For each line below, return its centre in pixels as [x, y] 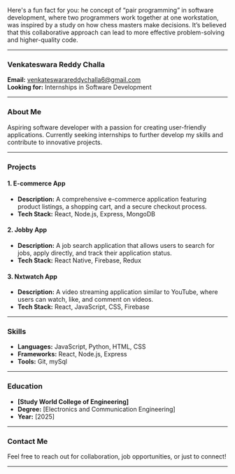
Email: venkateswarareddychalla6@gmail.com [74, 80]
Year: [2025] [36, 417]
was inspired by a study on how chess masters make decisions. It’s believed [117, 25]
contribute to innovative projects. [55, 142]
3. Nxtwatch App [33, 277]
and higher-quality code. [43, 40]
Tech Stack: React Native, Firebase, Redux [79, 260]
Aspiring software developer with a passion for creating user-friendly [107, 127]
